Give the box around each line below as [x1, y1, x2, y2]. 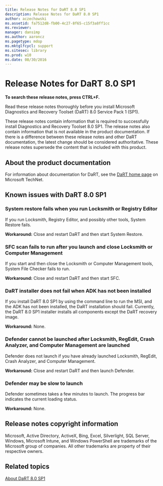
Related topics [5, 463, 50, 471]
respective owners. [5, 448, 44, 454]
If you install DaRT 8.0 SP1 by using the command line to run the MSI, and [5, 298, 152, 304]
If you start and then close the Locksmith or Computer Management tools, [5, 260, 153, 266]
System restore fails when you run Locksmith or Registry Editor [5, 206, 158, 212]
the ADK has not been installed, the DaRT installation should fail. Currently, [5, 304, 155, 310]
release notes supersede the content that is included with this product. [5, 145, 147, 150]
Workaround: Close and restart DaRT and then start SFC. [5, 275, 120, 281]
